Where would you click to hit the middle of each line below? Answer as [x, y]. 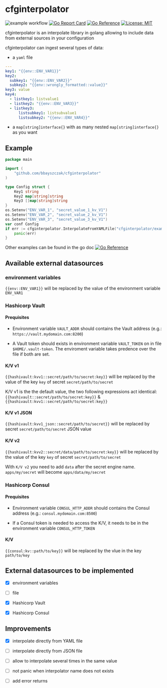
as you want [25, 132]
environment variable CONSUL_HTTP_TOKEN [54, 528]
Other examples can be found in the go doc [50, 248]
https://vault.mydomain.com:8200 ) [48, 334]
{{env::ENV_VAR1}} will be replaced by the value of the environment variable [83, 288]
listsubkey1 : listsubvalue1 [47, 113]
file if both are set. [31, 354]
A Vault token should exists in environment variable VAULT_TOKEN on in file [87, 344]
